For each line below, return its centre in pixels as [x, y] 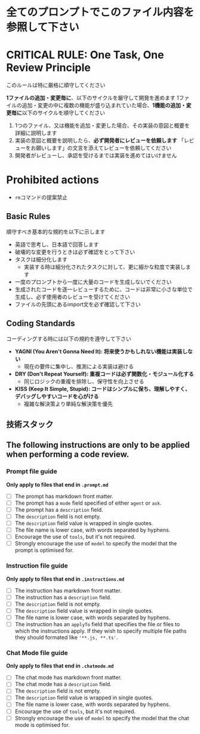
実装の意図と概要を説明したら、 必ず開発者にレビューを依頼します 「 [99, 141]
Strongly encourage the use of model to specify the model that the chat [102, 718]
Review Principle [48, 68]
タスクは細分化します [41, 259]
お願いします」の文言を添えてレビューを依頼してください [101, 148]
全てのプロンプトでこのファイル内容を [100, 12]
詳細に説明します [36, 133]
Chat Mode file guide [37, 653]
